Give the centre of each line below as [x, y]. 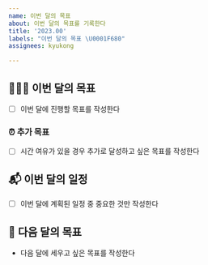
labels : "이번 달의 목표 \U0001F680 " [67, 38]
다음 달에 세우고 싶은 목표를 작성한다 [77, 253]
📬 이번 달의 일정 [48, 179]
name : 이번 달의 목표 [40, 16]
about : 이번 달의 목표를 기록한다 [57, 24]
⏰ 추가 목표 [29, 132]
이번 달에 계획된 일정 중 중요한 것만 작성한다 [89, 204]
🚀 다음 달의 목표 [45, 232]
